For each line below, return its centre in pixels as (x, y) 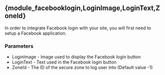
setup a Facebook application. (36, 33)
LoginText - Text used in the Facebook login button (64, 62)
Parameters (19, 46)
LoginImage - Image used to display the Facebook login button (76, 57)
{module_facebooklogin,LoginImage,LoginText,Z (82, 8)
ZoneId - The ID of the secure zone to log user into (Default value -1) (82, 68)
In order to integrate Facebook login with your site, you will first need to (78, 28)
